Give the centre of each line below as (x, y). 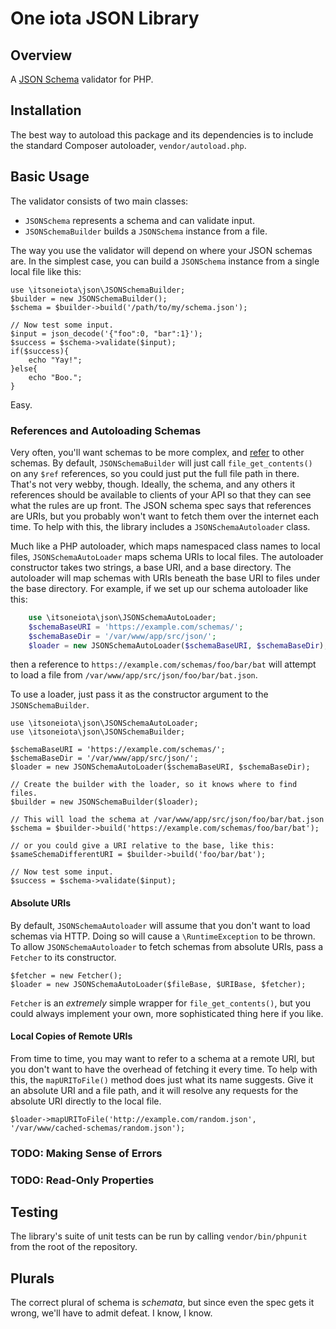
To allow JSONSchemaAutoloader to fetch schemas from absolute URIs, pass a (167, 946)
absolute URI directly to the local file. (86, 1101)
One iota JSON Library (105, 18)
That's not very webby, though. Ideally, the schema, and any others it (153, 484)
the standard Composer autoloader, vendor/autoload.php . (128, 145)
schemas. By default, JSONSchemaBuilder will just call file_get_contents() (161, 463)
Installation (46, 110)
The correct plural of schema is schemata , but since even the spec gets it (162, 1303)
